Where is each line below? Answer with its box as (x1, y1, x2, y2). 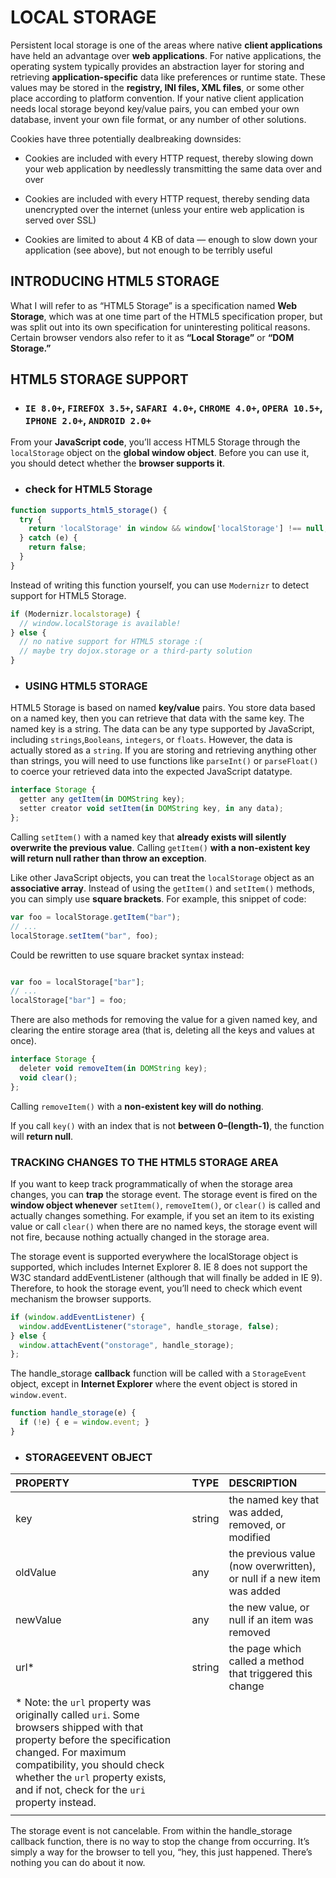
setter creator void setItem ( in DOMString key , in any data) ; (19, 804, 284, 814)
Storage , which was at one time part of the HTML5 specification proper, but (10, 310, 323, 322)
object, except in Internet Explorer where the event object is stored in (10, 1378, 298, 1390)
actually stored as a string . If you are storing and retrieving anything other (10, 744, 317, 756)
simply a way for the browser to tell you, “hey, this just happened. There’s (10, 1846, 313, 1858)
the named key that (228, 1493, 320, 1507)
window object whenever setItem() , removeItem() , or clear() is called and (10, 1199, 321, 1211)
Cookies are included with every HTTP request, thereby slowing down (24, 152, 314, 164)
